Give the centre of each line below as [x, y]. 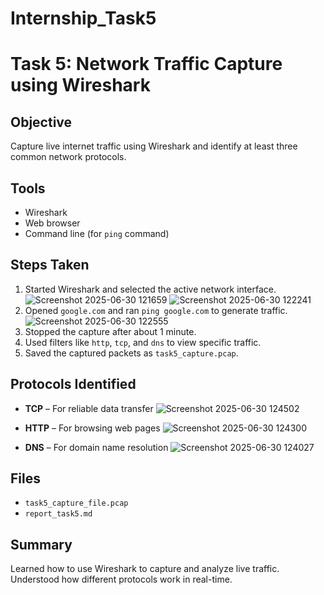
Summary [41, 544]
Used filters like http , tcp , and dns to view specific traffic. [143, 342]
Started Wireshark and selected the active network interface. [150, 289]
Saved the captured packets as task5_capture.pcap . [131, 353]
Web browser [52, 223]
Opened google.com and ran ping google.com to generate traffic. [156, 310]
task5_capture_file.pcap [76, 503]
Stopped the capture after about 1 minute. [110, 331]
